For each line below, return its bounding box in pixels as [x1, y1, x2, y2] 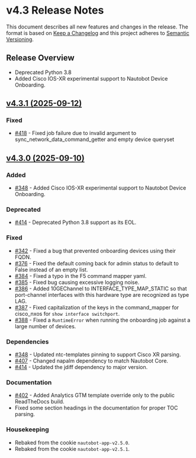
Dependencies [6, 337, 49, 345]
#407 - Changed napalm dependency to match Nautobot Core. [14, 357, 169, 364]
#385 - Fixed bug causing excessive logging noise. [14, 278, 140, 286]
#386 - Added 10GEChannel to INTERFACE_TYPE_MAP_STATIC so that [14, 285, 188, 292]
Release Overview [6, 53, 75, 63]
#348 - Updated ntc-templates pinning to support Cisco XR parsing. [14, 351, 181, 358]
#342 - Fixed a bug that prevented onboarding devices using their [14, 247, 176, 254]
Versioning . [6, 36, 34, 43]
